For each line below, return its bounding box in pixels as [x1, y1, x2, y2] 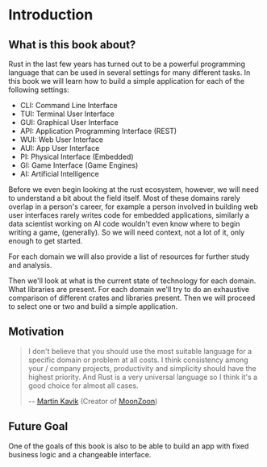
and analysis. [8, 261, 52, 269]
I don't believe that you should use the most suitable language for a [27, 346, 252, 356]
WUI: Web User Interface [19, 135, 103, 144]
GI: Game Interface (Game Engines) [19, 161, 139, 170]
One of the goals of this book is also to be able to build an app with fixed [8, 441, 249, 451]
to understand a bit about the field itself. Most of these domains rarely [8, 194, 240, 202]
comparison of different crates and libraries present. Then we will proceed [8, 293, 256, 302]
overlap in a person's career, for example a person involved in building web [8, 202, 258, 211]
